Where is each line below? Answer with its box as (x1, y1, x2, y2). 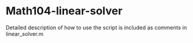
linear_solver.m (5, 30, 44, 37)
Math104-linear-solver (5, 4, 123, 18)
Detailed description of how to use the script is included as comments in (5, 24, 187, 31)
